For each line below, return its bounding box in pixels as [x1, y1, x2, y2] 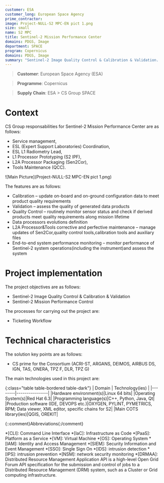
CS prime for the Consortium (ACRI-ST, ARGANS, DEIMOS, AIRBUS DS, [12, 361, 156, 367]
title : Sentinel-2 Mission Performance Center [5, 35, 102, 40]
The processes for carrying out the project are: [5, 308, 100, 314]
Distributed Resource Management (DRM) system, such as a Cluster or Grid [5, 467, 158, 473]
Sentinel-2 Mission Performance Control [12, 299, 94, 305]
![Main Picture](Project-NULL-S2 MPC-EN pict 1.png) [5, 174, 112, 180]
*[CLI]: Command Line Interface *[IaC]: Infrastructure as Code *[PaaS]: [5, 430, 150, 436]
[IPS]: [5, 451, 16, 457]
